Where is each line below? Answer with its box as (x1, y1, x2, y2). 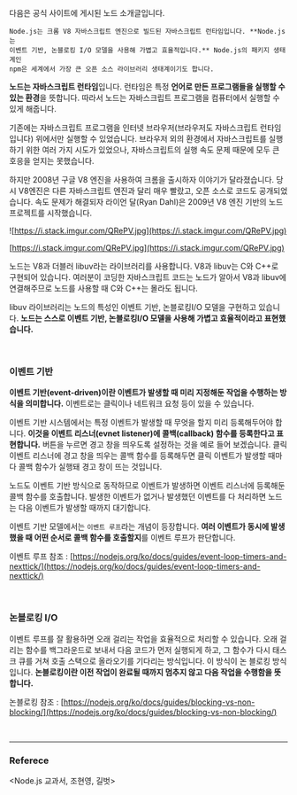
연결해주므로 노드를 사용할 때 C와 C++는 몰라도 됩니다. (9, 283, 199, 293)
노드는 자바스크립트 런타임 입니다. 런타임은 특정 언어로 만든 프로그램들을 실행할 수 (9, 82, 286, 91)
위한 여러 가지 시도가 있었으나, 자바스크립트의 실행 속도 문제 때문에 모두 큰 (25, 144, 280, 155)
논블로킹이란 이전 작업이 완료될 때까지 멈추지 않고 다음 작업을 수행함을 (34, 666, 272, 677)
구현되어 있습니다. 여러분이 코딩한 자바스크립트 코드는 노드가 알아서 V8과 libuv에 (9, 272, 287, 282)
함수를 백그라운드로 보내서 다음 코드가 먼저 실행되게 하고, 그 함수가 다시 (25, 644, 271, 655)
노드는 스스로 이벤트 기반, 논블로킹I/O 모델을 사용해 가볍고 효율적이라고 (20, 313, 263, 323)
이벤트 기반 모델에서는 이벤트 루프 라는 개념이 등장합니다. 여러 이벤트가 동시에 (9, 521, 270, 532)
